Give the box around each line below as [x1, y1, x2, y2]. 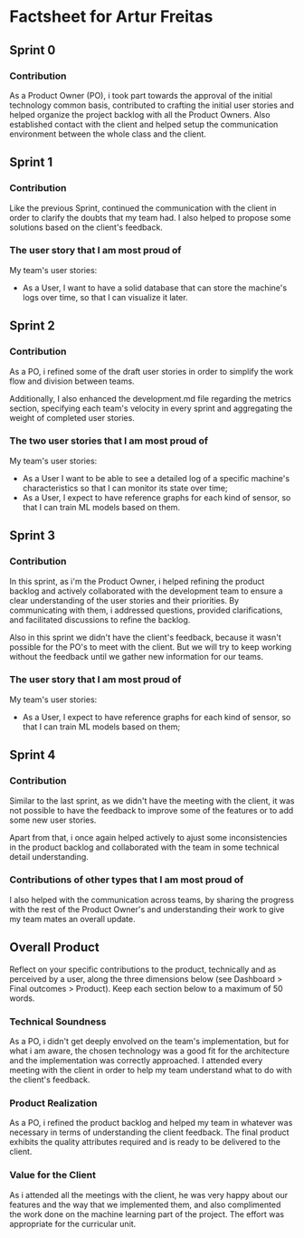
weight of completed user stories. [9, 412, 136, 423]
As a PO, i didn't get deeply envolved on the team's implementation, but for [9, 1035, 290, 1046]
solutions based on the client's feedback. [9, 222, 163, 233]
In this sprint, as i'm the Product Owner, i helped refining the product [9, 576, 265, 586]
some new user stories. [9, 814, 97, 825]
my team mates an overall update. [9, 913, 136, 924]
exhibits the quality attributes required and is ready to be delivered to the [9, 1137, 280, 1148]
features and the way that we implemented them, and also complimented [9, 1199, 281, 1210]
